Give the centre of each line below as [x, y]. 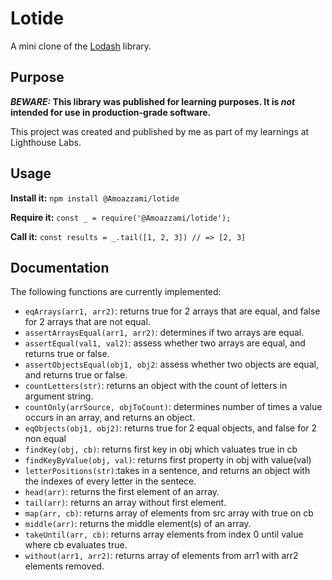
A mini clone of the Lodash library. [81, 46]
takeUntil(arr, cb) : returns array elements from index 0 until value [164, 534]
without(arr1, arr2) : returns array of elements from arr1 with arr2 [161, 556]
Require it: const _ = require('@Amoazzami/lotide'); [121, 217]
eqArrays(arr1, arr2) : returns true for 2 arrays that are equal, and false [172, 311]
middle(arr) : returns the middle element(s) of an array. [138, 524]
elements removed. [64, 566]
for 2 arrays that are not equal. [87, 322]
